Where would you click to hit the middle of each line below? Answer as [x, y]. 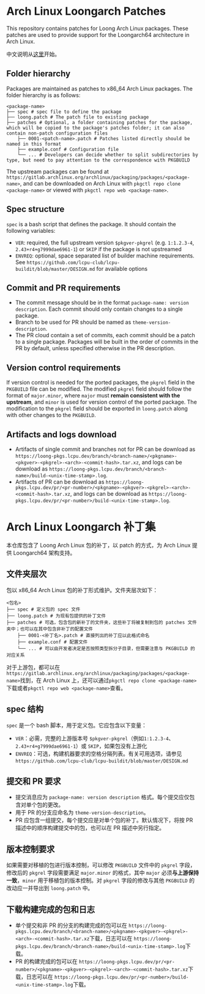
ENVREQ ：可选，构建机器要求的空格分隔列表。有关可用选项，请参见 [99, 753]
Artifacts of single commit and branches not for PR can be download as [105, 449]
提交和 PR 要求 [34, 781]
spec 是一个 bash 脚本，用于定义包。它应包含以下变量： [76, 725]
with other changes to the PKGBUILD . [51, 415]
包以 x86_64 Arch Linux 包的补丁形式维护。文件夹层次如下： [82, 590]
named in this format [34, 144]
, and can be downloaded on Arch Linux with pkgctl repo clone [100, 183]
